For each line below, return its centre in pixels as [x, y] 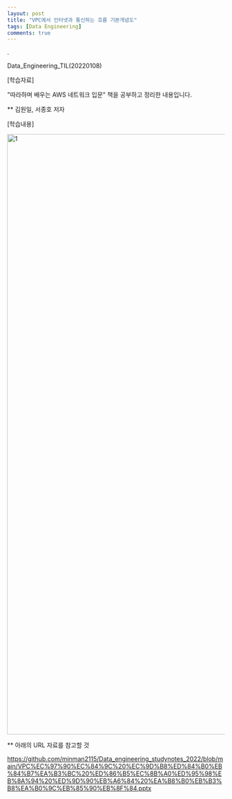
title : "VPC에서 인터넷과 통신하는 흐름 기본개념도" [72, 20]
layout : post [26, 13]
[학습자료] [21, 80]
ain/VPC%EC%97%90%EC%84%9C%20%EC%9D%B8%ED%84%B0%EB [115, 767]
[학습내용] [21, 124]
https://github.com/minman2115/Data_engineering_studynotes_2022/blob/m [115, 759]
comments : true [29, 33]
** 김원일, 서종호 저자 [36, 109]
